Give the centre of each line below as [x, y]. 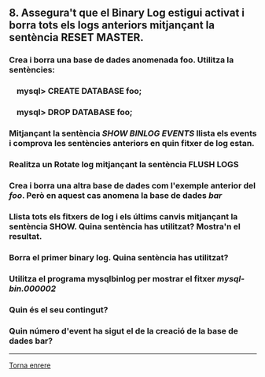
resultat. [26, 236]
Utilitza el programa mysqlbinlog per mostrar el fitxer [112, 278]
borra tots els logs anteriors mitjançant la [112, 26]
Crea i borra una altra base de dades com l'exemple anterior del [132, 185]
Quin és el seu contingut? [59, 309]
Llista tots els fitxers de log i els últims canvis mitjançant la [123, 216]
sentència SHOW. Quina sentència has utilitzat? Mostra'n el [125, 226]
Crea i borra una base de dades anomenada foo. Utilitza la [121, 60]
